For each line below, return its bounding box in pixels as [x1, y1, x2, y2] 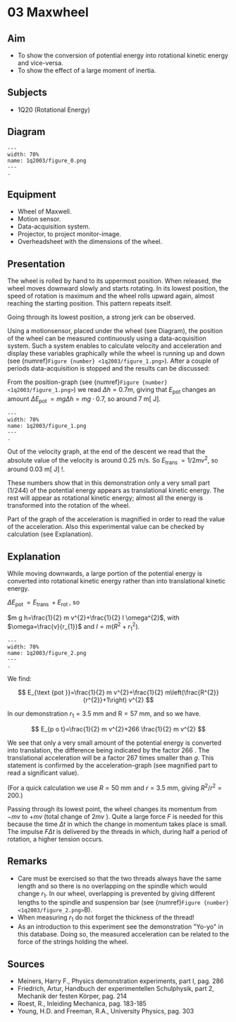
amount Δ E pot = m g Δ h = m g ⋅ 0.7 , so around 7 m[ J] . [7, 395, 161, 405]
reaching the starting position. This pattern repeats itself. [7, 299, 173, 308]
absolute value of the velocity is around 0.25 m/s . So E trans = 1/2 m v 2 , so [7, 454, 218, 466]
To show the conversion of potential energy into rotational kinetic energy [17, 51, 229, 59]
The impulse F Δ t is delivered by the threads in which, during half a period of [7, 827, 228, 835]
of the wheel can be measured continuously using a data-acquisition [7, 334, 206, 343]
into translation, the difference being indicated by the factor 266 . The [7, 746, 210, 755]
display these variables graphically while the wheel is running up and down [7, 349, 225, 358]
